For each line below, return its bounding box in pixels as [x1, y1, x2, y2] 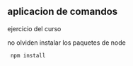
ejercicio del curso [7, 24, 62, 33]
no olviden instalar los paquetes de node [7, 38, 126, 47]
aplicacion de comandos [7, 6, 118, 18]
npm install [10, 52, 46, 59]
